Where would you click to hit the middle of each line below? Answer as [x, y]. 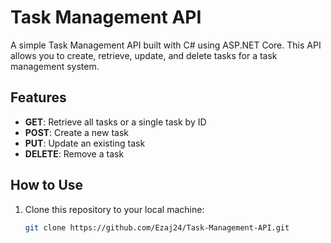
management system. [55, 66]
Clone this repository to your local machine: [114, 209]
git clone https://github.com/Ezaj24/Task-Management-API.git [157, 227]
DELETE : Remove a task [74, 153]
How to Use [47, 185]
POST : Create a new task [76, 132]
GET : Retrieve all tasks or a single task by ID [115, 122]
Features [38, 97]
